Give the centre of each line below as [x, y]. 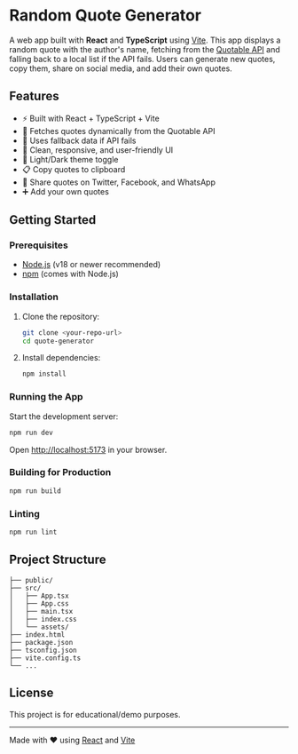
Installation [34, 297]
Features [34, 96]
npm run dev [31, 433]
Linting [24, 513]
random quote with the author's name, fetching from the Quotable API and [145, 49]
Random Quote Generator [106, 16]
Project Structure [58, 560]
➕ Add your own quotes [65, 191]
